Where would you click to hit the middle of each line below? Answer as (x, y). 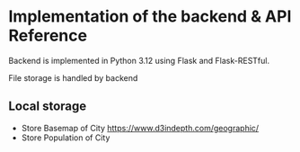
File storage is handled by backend (73, 77)
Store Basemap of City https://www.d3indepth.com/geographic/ (140, 128)
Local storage (48, 107)
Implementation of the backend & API (150, 17)
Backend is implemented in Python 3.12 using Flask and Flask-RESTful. (139, 60)
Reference (48, 36)
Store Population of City (66, 138)
